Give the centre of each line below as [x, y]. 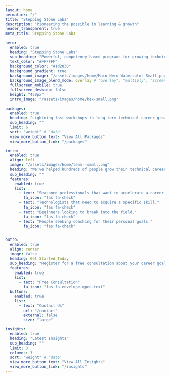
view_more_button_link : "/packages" [48, 142]
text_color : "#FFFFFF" [34, 61]
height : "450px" [27, 94]
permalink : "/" [21, 15]
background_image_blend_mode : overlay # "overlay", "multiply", [79, 81]
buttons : [19, 292]
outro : [12, 240]
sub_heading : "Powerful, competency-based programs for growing [79, 57]
